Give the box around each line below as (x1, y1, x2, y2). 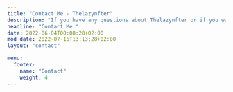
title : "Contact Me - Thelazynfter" (7, 10, 113, 17)
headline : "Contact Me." (7, 23, 79, 30)
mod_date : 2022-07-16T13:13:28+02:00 (7, 36, 116, 43)
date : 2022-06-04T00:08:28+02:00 (7, 29, 104, 37)
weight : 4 (19, 74, 49, 81)
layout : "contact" (7, 42, 60, 49)
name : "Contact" (19, 67, 67, 75)
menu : (7, 55, 23, 62)
